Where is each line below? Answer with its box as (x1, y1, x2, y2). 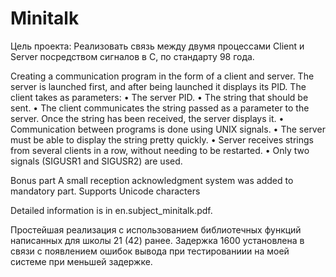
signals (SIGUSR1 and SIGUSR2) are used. (10, 155, 183, 167)
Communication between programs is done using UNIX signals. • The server (10, 123, 326, 135)
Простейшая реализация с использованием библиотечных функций (10, 223, 302, 236)
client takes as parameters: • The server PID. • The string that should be (10, 91, 309, 103)
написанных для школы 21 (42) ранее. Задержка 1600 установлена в (10, 234, 305, 246)
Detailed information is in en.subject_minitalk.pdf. (10, 204, 213, 216)
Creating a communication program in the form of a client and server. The (10, 70, 315, 82)
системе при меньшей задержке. (10, 255, 153, 267)
